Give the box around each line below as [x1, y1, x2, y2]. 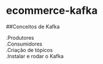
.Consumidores [6, 40, 42, 47]
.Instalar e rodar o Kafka [6, 52, 64, 59]
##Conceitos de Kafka [6, 23, 60, 30]
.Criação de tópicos [6, 46, 53, 53]
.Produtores [6, 34, 34, 41]
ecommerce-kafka [6, 4, 98, 17]
